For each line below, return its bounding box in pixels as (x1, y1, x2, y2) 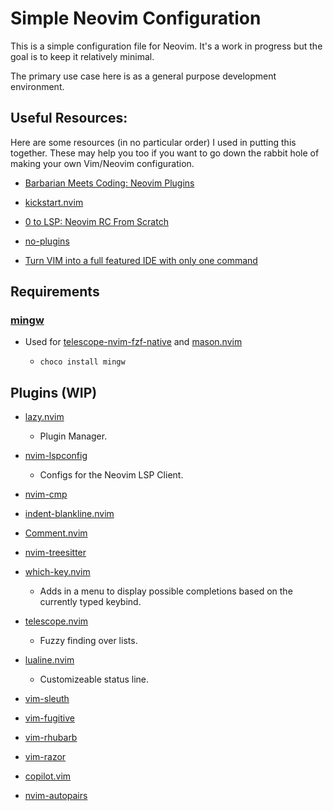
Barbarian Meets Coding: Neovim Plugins (24, 177, 195, 189)
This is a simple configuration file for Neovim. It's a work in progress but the (10, 40, 323, 52)
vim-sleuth (24, 693, 70, 705)
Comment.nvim (24, 527, 88, 539)
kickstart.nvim (24, 196, 84, 208)
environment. (10, 80, 65, 92)
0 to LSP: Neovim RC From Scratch (24, 215, 169, 227)
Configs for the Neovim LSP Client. (39, 469, 184, 481)
